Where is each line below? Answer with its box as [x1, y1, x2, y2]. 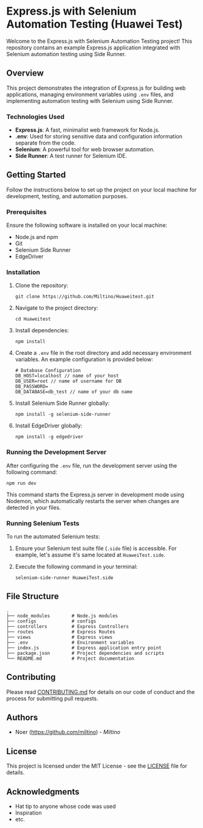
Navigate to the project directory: [15, 304, 98, 312]
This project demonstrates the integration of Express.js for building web [6, 84, 186, 91]
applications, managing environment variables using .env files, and [6, 90, 174, 98]
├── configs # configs [6, 618, 97, 624]
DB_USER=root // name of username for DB [15, 378, 122, 385]
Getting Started [6, 170, 66, 180]
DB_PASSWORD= [15, 384, 49, 390]
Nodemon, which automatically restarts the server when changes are [6, 497, 179, 504]
